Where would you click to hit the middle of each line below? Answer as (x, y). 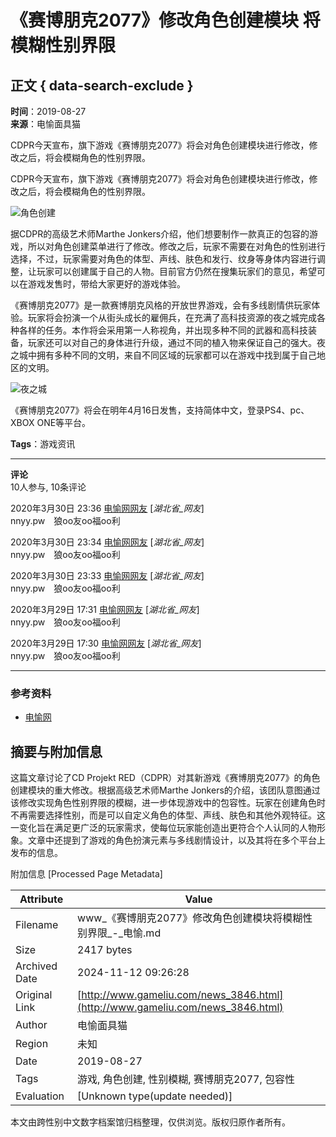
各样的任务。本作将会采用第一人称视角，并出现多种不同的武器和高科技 (163, 330)
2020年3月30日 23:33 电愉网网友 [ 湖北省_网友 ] (107, 575)
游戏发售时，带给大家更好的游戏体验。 (106, 284)
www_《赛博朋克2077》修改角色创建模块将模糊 (190, 918)
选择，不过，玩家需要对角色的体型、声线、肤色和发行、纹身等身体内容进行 (163, 259)
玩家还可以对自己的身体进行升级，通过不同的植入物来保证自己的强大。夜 (176, 342)
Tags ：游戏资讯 (43, 444)
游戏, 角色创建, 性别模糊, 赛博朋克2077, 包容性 (186, 1079)
